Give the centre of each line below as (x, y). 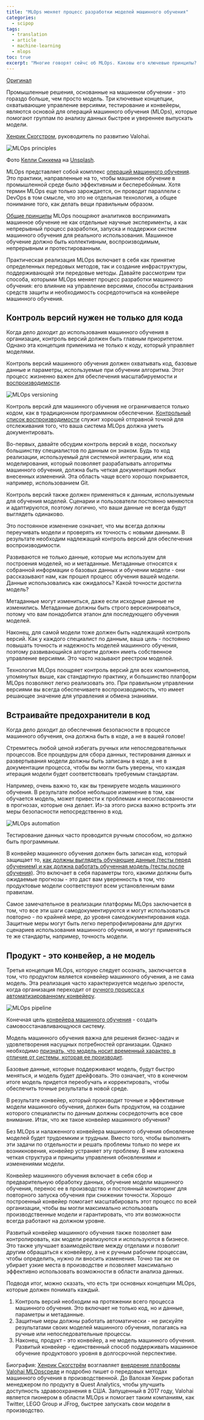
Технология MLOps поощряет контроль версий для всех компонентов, (98, 670)
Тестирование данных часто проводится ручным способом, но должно (99, 835)
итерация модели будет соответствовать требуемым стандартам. (93, 774)
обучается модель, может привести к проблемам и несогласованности (100, 799)
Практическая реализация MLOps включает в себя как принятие (91, 260)
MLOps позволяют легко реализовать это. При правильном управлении (100, 683)
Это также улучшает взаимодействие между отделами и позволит (93, 1245)
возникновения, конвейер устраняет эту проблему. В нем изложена (95, 1150)
